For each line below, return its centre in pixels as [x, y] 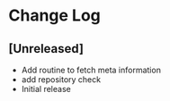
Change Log [54, 16]
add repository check [61, 80]
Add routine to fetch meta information [91, 70]
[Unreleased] [46, 49]
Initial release [46, 89]
